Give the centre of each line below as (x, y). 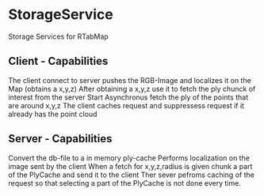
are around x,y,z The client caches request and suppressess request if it (126, 105)
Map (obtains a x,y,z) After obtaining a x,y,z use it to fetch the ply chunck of (132, 89)
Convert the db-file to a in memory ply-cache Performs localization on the (129, 158)
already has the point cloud (53, 114)
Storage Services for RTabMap (58, 36)
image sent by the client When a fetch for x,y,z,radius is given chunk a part (130, 166)
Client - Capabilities (58, 61)
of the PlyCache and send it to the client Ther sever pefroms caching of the (132, 175)
